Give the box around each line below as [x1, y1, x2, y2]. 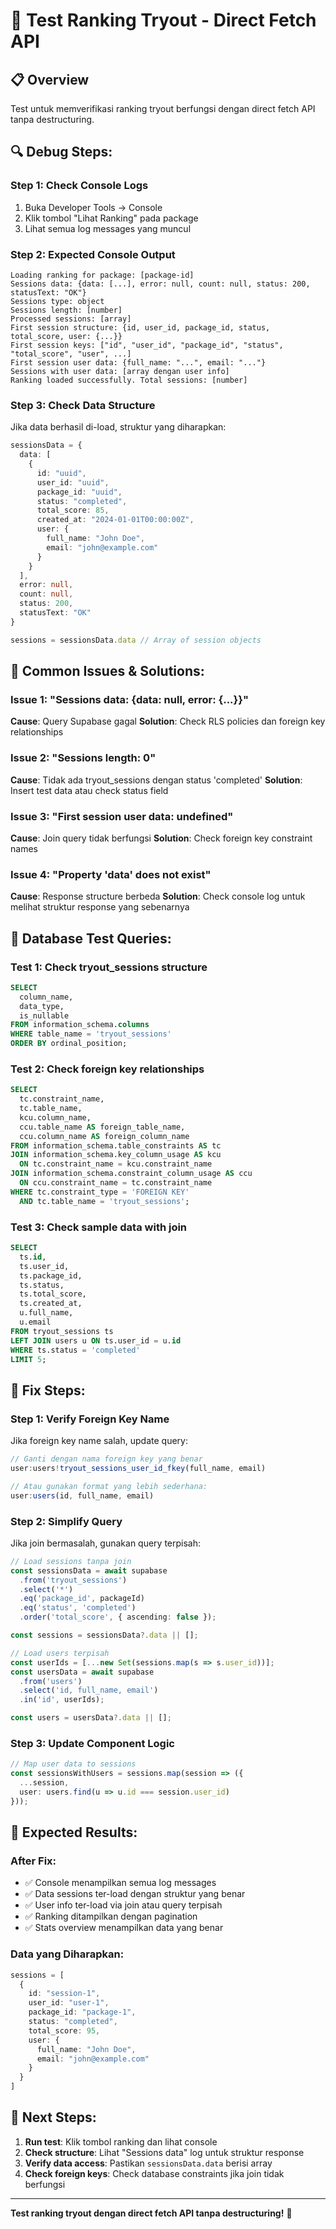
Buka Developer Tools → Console [24, 201, 163, 213]
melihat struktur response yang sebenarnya [10, 901, 190, 913]
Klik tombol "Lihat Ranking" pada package [24, 212, 199, 224]
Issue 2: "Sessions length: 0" [10, 751, 157, 765]
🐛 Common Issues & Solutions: [10, 663, 205, 680]
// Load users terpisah [10, 1648, 110, 1658]
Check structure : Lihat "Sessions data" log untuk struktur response [24, 2146, 305, 2158]
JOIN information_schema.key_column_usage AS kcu [10, 1150, 222, 1160]
